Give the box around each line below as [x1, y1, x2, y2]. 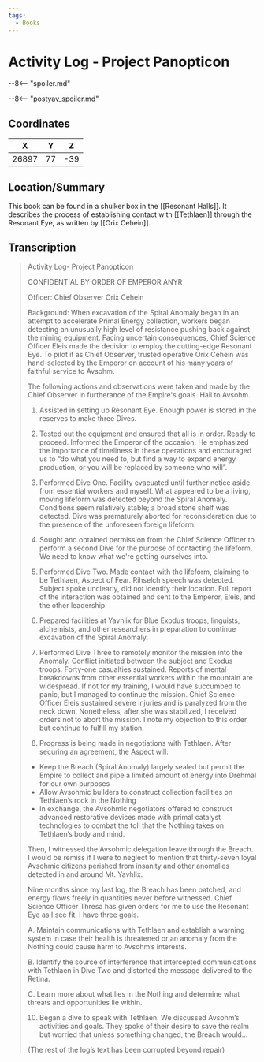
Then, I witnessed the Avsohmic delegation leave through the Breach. [27, 844, 254, 854]
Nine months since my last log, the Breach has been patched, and [27, 885, 242, 894]
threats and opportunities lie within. [27, 997, 143, 1007]
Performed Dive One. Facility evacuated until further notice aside [39, 478, 251, 487]
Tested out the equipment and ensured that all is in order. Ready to [39, 429, 256, 438]
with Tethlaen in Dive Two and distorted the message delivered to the [27, 965, 253, 974]
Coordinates [8, 117, 71, 130]
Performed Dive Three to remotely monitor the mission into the [39, 647, 243, 657]
